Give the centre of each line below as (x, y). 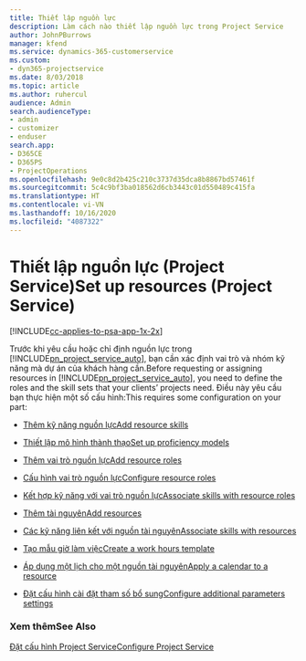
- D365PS (26, 162)
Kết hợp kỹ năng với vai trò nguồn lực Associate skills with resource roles (159, 495)
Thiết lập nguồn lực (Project (117, 267)
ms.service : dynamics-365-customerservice (91, 52)
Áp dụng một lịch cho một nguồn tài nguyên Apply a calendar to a (145, 566)
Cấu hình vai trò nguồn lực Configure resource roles (119, 477)
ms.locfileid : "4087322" (57, 221)
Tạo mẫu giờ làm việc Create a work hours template (118, 548)
